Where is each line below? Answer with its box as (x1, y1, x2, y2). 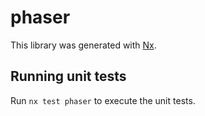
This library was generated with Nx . (10, 39, 157, 51)
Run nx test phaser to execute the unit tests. (10, 94, 196, 106)
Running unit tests (10, 68, 127, 85)
